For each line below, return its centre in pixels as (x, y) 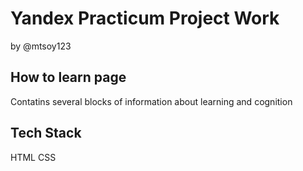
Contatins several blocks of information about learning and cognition (151, 101)
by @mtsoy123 (41, 46)
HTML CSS (33, 157)
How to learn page (68, 77)
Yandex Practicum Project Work (145, 18)
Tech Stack (46, 133)
